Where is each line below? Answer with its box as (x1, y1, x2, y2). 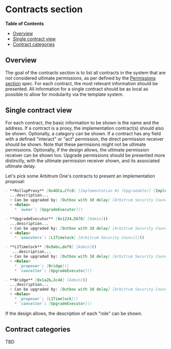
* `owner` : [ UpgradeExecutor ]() (14, 207, 83, 212)
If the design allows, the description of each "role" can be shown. (5, 310, 142, 316)
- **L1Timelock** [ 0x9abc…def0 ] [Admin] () (5, 244, 97, 250)
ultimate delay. (5, 163, 36, 169)
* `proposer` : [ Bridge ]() (14, 263, 70, 268)
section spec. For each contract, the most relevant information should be (5, 80, 158, 86)
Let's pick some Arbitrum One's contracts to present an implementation (5, 172, 155, 179)
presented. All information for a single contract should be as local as (5, 86, 149, 92)
